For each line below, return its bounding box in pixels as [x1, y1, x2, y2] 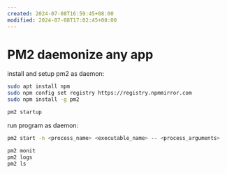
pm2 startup [7, 109, 42, 116]
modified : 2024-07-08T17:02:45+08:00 [7, 17, 117, 24]
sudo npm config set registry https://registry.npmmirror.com [7, 90, 192, 97]
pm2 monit [7, 147, 36, 154]
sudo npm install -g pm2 [7, 96, 80, 103]
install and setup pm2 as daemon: [7, 70, 105, 78]
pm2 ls [7, 160, 27, 167]
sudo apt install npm [7, 83, 71, 90]
